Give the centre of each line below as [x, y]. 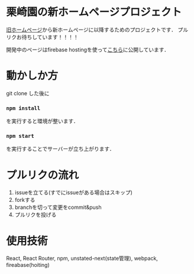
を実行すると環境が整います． [42, 121]
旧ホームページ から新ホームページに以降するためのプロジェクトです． [91, 30]
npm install [23, 108]
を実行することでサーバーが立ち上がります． [60, 149]
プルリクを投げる [35, 215]
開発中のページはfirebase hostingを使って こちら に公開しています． [88, 49]
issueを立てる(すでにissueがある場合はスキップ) [74, 192]
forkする [25, 200]
